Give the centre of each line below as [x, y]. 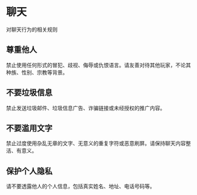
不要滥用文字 [29, 128]
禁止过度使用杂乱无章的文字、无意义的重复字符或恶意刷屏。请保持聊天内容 [96, 143]
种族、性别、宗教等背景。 [37, 72]
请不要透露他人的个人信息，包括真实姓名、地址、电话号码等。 [81, 186]
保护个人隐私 [29, 171]
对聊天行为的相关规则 [32, 29]
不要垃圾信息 [29, 93]
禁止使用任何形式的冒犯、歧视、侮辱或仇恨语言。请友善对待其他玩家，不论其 [98, 65]
